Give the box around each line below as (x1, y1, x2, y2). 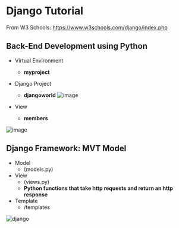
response (23, 190, 48, 198)
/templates (23, 204, 51, 211)
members (23, 114, 49, 121)
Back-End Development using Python (6, 41, 147, 51)
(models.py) (23, 165, 54, 173)
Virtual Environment (14, 57, 64, 64)
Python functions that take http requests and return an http (23, 185, 174, 192)
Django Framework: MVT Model (6, 143, 127, 154)
